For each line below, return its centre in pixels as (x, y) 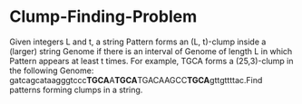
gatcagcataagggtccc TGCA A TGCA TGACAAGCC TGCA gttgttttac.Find (136, 80)
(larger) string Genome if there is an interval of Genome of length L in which (151, 51)
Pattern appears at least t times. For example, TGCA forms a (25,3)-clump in (151, 61)
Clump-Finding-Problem (103, 17)
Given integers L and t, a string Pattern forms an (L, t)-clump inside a (138, 42)
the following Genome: (52, 71)
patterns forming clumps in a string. (76, 90)
